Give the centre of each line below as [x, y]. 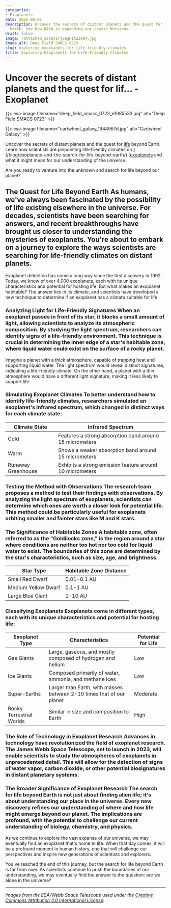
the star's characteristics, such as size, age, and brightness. [82, 557]
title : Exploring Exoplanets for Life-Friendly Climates [67, 52]
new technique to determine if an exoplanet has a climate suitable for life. [82, 297]
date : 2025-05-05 [24, 19]
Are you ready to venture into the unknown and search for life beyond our [82, 170]
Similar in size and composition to [89, 712]
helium [57, 664]
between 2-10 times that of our [87, 694]
